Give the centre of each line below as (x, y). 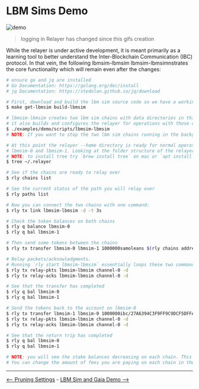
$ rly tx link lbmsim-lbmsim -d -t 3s (54, 211)
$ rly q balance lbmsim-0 (38, 227)
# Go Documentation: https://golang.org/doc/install (73, 85)
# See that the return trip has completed (59, 335)
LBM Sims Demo (47, 11)
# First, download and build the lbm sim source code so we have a (91, 102)
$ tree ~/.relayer (29, 162)
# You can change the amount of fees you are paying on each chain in (95, 363)
